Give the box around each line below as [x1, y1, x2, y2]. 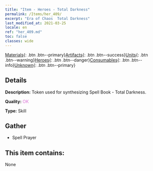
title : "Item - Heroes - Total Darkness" [5, 7, 90, 12]
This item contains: [5, 149, 65, 157]
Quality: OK [5, 98, 29, 104]
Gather [5, 122, 27, 130]
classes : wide [5, 39, 34, 44]
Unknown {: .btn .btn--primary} [14, 62, 76, 68]
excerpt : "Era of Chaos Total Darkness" [5, 16, 90, 21]
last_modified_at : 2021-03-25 [5, 20, 67, 26]
